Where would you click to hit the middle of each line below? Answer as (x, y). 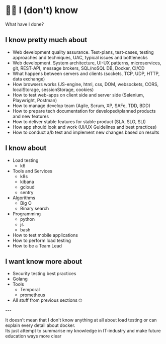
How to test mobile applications (45, 235)
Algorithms (24, 198)
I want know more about (44, 261)
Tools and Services (32, 171)
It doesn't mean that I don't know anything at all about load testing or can (81, 320)
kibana (27, 182)
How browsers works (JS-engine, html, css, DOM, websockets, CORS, (86, 84)
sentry (27, 192)
